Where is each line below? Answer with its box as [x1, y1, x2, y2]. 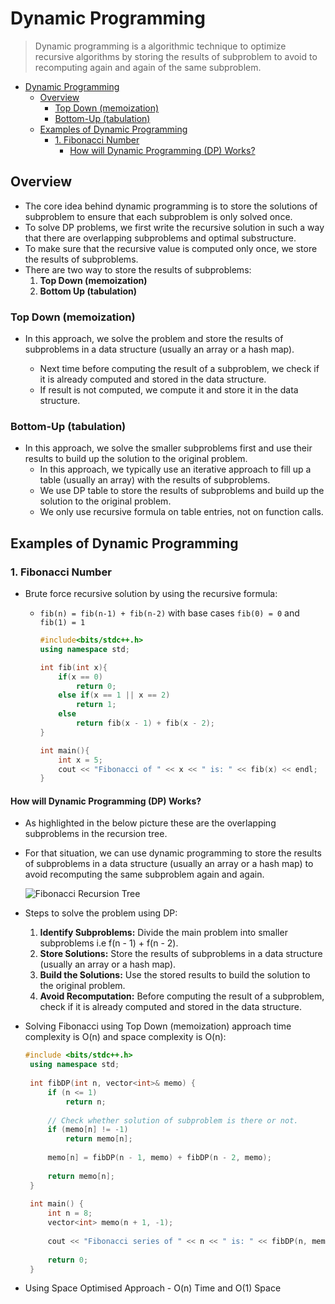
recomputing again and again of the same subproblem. [34, 61, 262, 73]
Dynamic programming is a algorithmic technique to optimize [34, 40, 287, 52]
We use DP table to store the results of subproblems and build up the [39, 485, 325, 497]
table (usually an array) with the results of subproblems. [39, 474, 271, 486]
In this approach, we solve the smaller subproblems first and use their [24, 442, 313, 454]
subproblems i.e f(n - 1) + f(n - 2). [39, 937, 179, 949]
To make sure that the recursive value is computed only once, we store [24, 242, 318, 254]
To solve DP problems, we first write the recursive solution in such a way [24, 221, 325, 233]
